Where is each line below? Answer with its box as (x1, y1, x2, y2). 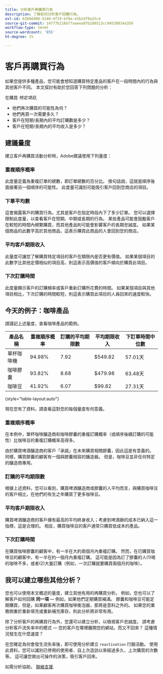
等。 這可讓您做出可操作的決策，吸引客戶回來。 (5, 653, 100, 659)
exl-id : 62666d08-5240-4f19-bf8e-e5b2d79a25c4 (5, 16, 101, 21)
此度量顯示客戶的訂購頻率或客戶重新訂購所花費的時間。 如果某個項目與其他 (5, 285, 155, 291)
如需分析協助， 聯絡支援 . (5, 664, 54, 670)
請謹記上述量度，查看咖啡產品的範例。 (5, 320, 81, 326)
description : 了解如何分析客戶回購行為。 (5, 12, 81, 17)
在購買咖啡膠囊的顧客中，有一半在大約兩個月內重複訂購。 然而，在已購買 (5, 548, 151, 554)
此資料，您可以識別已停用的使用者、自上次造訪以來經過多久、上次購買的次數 (5, 647, 158, 653)
